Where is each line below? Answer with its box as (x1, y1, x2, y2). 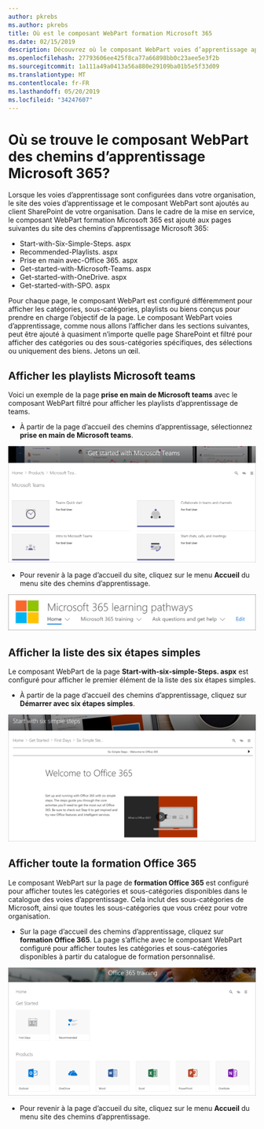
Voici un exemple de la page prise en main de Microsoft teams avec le (8, 390, 238, 399)
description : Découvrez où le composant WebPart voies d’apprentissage (8, 46, 247, 54)
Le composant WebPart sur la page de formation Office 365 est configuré (8, 878, 249, 887)
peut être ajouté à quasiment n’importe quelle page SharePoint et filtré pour (8, 329, 253, 339)
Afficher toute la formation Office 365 (8, 857, 197, 871)
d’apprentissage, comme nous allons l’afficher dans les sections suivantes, (8, 321, 250, 331)
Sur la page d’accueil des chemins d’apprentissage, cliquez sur (19, 927, 224, 936)
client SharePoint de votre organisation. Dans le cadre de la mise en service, (8, 207, 255, 217)
